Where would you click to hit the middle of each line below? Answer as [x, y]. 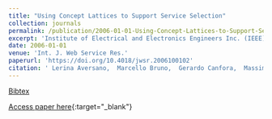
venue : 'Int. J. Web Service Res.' [68, 53]
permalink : [27, 31]
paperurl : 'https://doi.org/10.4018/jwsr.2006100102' [101, 61]
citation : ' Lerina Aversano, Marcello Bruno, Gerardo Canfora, [123, 68]
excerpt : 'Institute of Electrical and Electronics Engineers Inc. [125, 38]
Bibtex [19, 91]
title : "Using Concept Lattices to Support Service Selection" [117, 16]
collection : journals [45, 23]
